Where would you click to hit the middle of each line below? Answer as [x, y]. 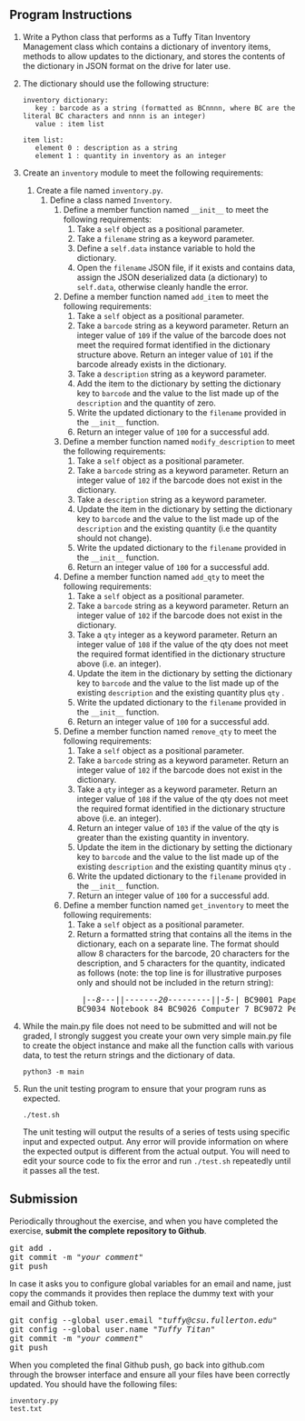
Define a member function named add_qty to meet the [164, 576]
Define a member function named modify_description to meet [179, 441]
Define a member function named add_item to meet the [166, 296]
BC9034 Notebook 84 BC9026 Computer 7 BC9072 [180, 1009]
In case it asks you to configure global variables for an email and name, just [151, 1283]
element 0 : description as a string [106, 148]
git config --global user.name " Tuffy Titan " [113, 1329]
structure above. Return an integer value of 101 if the [175, 355]
